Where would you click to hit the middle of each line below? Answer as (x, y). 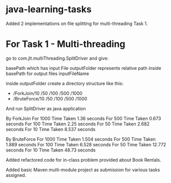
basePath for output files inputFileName (48, 73)
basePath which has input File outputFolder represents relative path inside (84, 68)
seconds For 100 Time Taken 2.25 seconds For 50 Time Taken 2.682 (78, 124)
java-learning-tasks (49, 9)
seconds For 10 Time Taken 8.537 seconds (51, 129)
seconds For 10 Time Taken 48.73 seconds (51, 150)
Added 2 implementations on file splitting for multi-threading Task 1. (77, 23)
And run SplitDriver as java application (46, 109)
